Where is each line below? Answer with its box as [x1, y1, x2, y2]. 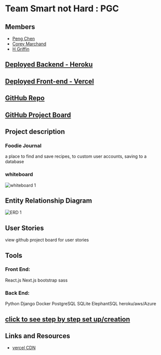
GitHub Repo [5, 94, 45, 103]
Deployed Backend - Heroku [5, 60, 93, 69]
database [5, 159, 25, 165]
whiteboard [5, 171, 33, 178]
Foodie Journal [5, 142, 42, 149]
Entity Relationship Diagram [5, 196, 92, 205]
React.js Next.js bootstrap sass [5, 277, 68, 283]
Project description [5, 127, 65, 136]
